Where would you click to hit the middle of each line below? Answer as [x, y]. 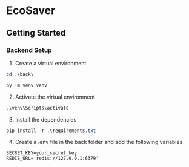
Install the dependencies [46, 119]
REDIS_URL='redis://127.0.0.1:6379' [52, 159]
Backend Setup [29, 50]
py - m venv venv [27, 85]
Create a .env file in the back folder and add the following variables [99, 142]
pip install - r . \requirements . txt [51, 131]
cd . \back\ [20, 74]
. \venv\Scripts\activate [38, 108]
